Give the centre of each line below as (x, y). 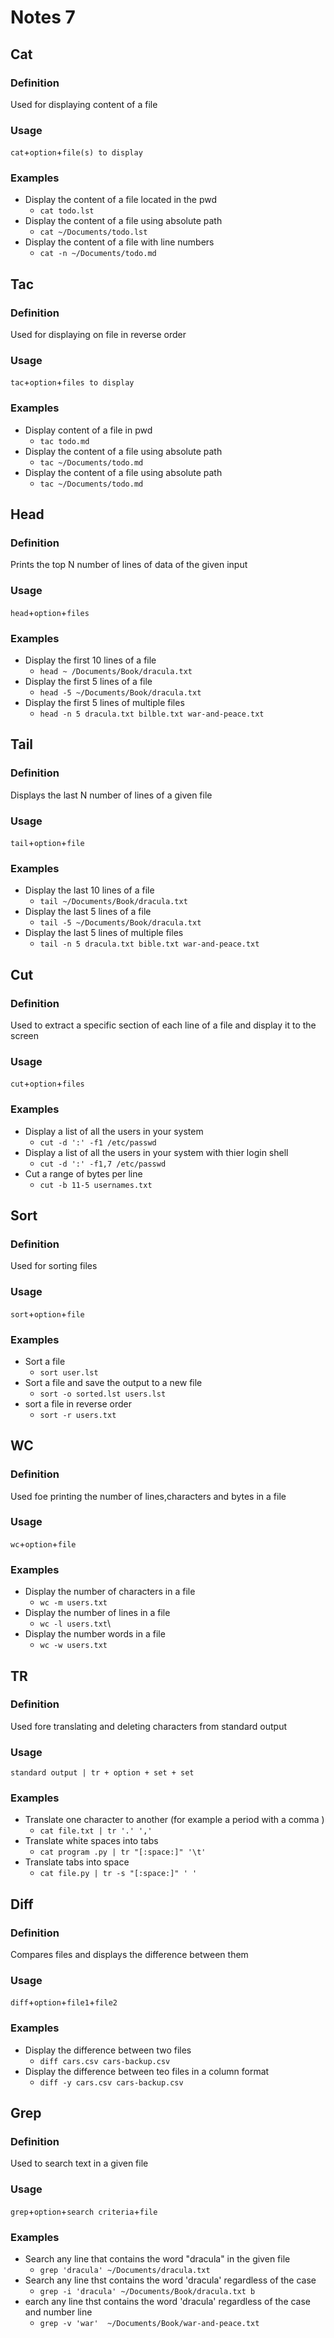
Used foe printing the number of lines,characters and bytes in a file (148, 1496)
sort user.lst (69, 1372)
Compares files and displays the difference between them (129, 1955)
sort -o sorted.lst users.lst (103, 1394)
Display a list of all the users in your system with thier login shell (156, 1152)
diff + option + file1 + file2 (64, 2002)
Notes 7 (43, 17)
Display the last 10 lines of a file (89, 890)
